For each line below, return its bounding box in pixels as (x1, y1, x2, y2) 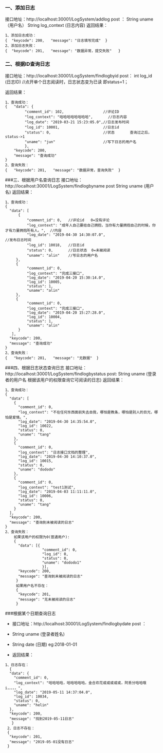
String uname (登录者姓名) (12, 631, 65, 637)
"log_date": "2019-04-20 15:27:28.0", (26, 310, 106, 315)
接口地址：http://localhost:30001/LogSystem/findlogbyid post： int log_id (5, 73, 152, 78)
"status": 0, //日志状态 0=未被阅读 (26, 247, 110, 253)
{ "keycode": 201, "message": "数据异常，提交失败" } (5, 49, 121, 54)
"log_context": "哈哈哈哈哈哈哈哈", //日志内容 (24, 114, 127, 119)
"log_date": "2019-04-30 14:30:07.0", (26, 232, 106, 237)
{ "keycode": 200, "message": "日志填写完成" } (5, 38, 108, 43)
